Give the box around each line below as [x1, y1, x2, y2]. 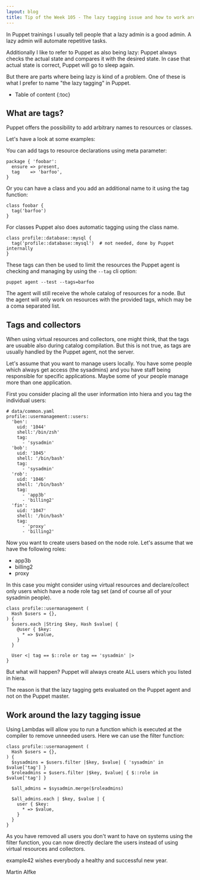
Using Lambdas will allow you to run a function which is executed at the [6, 725, 182, 732]
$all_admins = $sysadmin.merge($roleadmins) [11, 785, 124, 792]
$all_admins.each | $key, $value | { [11, 796, 105, 802]
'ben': [11, 419, 28, 425]
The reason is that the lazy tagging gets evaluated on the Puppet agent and [6, 686, 191, 694]
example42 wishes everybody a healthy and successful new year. [6, 857, 168, 864]
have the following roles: [6, 545, 67, 553]
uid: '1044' [17, 424, 46, 430]
